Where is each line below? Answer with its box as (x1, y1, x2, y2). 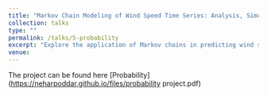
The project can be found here (8, 71, 109, 79)
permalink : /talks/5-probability (8, 33, 119, 42)
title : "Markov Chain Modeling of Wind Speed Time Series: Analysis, (8, 11, 244, 20)
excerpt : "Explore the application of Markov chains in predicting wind (8, 41, 254, 49)
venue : (8, 48, 30, 56)
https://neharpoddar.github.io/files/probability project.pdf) (10, 79, 201, 88)
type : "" (8, 26, 37, 34)
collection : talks (8, 19, 69, 27)
